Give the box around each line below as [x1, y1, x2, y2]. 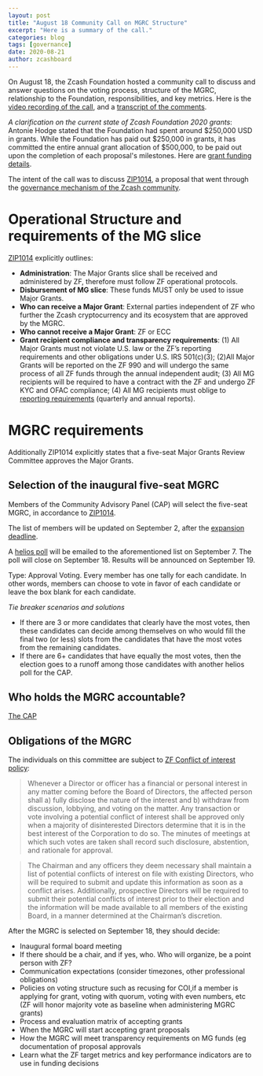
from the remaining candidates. [19, 642, 122, 652]
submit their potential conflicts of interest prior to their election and [27, 894, 245, 904]
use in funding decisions [19, 1059, 100, 1068]
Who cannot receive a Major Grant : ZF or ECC [19, 327, 171, 336]
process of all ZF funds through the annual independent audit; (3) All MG [19, 368, 255, 378]
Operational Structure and [8, 210, 182, 228]
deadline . [8, 531, 38, 541]
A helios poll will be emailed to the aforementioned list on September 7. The [8, 546, 252, 556]
